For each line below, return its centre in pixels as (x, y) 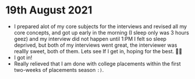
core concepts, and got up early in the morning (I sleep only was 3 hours (101, 32)
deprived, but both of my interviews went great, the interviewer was (95, 45)
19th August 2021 (49, 10)
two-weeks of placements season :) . (59, 70)
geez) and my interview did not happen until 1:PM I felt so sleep (90, 39)
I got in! (23, 57)
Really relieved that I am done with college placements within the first (97, 63)
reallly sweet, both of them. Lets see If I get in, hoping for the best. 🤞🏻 (98, 51)
